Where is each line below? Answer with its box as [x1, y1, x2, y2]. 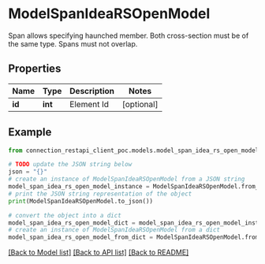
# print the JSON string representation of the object [8, 190, 192, 198]
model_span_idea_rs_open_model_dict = [8, 218, 136, 227]
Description [69, 85, 114, 96]
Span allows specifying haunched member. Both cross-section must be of [8, 31, 249, 40]
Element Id [69, 99, 109, 110]
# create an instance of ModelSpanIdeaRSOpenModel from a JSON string [8, 175, 245, 184]
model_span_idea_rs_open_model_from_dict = [8, 233, 154, 241]
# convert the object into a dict [8, 211, 122, 219]
